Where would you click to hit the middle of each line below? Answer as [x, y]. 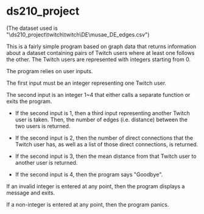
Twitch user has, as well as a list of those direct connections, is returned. [107, 144]
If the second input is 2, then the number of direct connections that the [104, 138]
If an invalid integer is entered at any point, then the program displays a [96, 186]
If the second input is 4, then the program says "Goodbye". [89, 174]
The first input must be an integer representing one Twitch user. [86, 83]
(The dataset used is [32, 28]
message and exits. [31, 193]
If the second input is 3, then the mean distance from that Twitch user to [106, 156]
